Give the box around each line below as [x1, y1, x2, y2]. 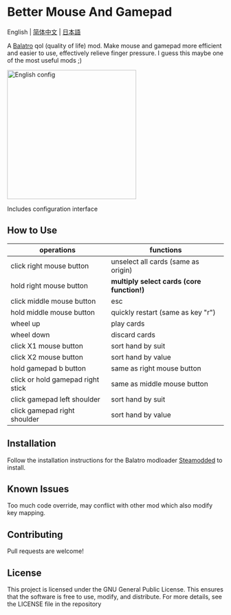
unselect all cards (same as [111, 256, 199, 266]
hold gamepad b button [10, 363, 86, 373]
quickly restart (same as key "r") [111, 307, 216, 317]
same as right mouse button [111, 363, 201, 373]
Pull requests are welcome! [7, 547, 84, 555]
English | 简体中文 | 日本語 [7, 28, 81, 36]
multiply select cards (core [111, 276, 201, 286]
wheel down [10, 330, 50, 340]
